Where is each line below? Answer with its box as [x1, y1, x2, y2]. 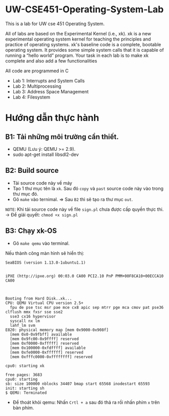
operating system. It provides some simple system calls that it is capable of [5, 47, 164, 53]
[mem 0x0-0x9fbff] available [10, 332, 72, 337]
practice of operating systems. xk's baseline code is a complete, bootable [5, 41, 161, 47]
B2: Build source [5, 166, 59, 175]
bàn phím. [12, 404, 34, 411]
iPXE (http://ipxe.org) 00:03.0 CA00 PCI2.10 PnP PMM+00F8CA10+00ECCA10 [5, 273, 164, 279]
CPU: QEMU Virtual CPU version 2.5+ [5, 300, 83, 306]
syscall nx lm [10, 318, 40, 324]
